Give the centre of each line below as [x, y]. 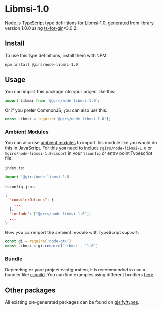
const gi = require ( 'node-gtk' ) [38, 241]
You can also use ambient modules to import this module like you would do [81, 143]
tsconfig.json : [20, 187]
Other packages [30, 290]
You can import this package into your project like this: [60, 92]
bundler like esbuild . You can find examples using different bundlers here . [80, 274]
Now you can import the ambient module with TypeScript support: [72, 232]
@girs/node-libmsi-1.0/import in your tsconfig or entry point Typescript [79, 153]
